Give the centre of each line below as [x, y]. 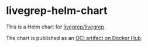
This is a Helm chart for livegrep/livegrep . [56, 27]
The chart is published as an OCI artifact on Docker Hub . [74, 38]
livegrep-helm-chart [57, 11]
